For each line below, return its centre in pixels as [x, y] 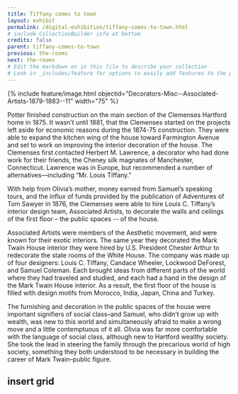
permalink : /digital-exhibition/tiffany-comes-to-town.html [98, 27]
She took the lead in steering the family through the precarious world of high [119, 344]
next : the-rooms [31, 60]
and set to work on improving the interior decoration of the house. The [110, 145]
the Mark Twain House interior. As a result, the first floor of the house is [112, 285]
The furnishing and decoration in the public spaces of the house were [109, 306]
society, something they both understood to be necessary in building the [113, 351]
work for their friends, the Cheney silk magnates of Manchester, [101, 159]
